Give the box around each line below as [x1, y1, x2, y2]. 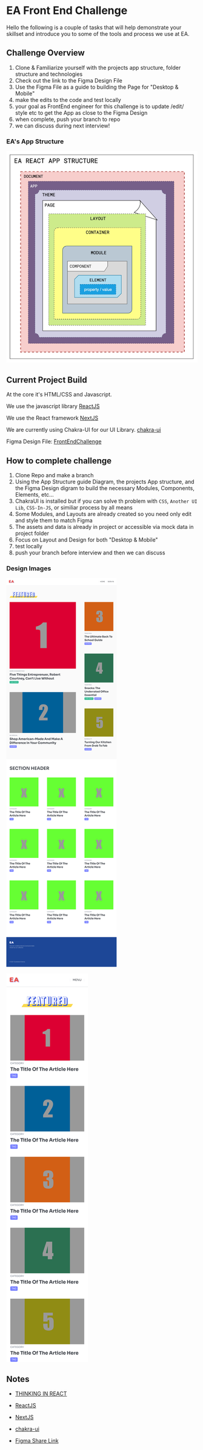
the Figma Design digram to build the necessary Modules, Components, [15, 485, 195, 492]
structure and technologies [15, 70, 83, 78]
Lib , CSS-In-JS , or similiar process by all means [15, 504, 133, 511]
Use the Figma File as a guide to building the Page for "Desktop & [15, 83, 179, 90]
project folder [15, 529, 50, 537]
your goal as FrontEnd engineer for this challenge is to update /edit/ [15, 103, 184, 110]
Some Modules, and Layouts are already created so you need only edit [15, 511, 192, 517]
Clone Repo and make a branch [15, 472, 94, 478]
